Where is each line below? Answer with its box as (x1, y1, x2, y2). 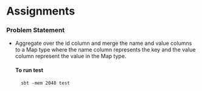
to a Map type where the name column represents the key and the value (15, 46, 196, 53)
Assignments (6, 4, 75, 18)
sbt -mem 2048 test (21, 80, 70, 86)
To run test (15, 67, 44, 74)
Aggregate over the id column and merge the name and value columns (15, 39, 192, 47)
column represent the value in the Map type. (15, 53, 127, 60)
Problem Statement (6, 26, 65, 35)
